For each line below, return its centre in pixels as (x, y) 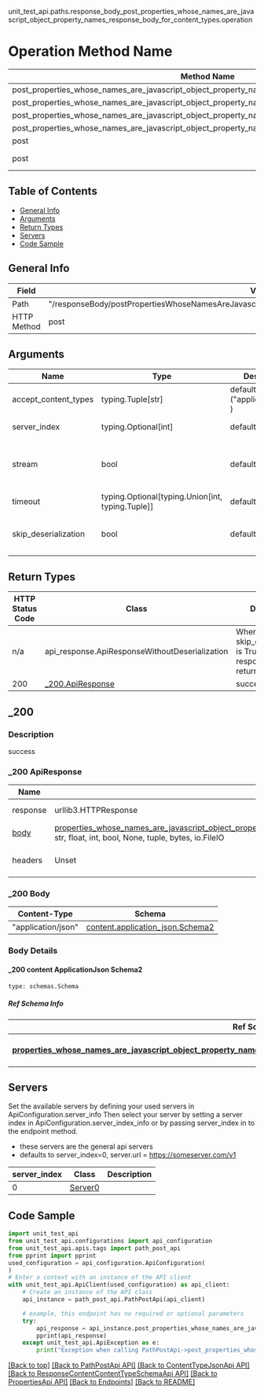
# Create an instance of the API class (88, 1293)
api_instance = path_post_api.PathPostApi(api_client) (114, 1300)
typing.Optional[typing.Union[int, (161, 497)
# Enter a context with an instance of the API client (100, 1278)
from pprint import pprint (52, 1256)
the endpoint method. (43, 1131)
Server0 (84, 1188)
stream (25, 465)
